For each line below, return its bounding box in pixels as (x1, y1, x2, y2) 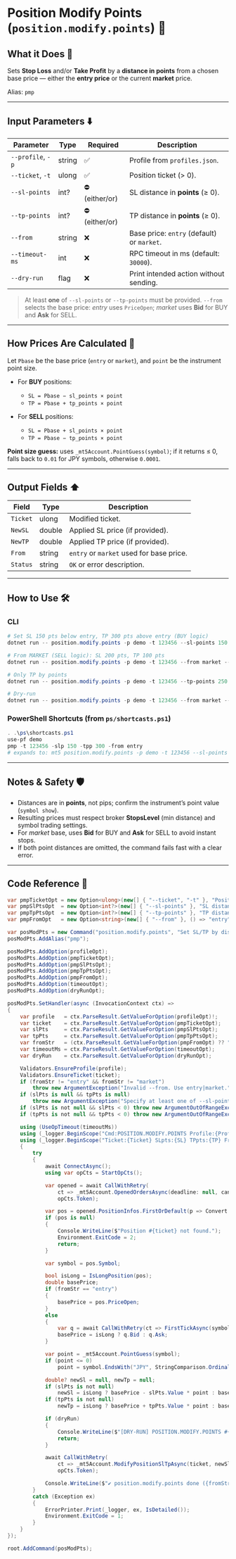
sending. (129, 277, 158, 287)
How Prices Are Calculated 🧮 (7, 338, 136, 350)
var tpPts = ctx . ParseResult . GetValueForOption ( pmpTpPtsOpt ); (20, 1033, 218, 1040)
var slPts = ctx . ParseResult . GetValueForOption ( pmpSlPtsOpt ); (20, 1026, 218, 1033)
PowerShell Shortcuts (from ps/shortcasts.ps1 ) (7, 714, 171, 724)
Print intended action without (129, 269, 225, 279)
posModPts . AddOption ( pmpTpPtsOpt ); (7, 968, 112, 975)
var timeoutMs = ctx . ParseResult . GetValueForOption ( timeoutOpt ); (20, 1046, 216, 1053)
